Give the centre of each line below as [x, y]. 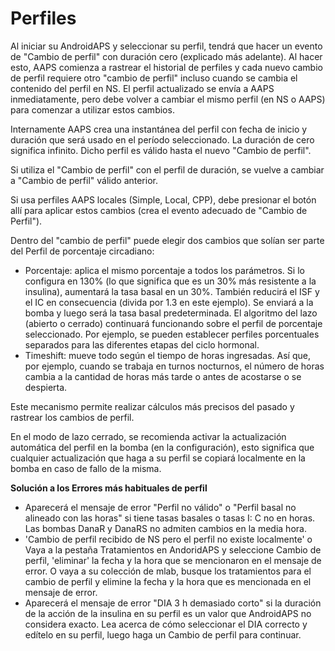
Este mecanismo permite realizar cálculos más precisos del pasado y [152, 406]
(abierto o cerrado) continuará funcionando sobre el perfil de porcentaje [173, 323]
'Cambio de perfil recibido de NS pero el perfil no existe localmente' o [168, 539]
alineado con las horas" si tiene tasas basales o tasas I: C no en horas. [170, 518]
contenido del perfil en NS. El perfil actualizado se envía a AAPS [142, 88]
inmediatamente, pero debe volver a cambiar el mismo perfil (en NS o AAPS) [168, 99]
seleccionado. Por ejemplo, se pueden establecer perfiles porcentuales [172, 334]
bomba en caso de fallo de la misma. [86, 468]
